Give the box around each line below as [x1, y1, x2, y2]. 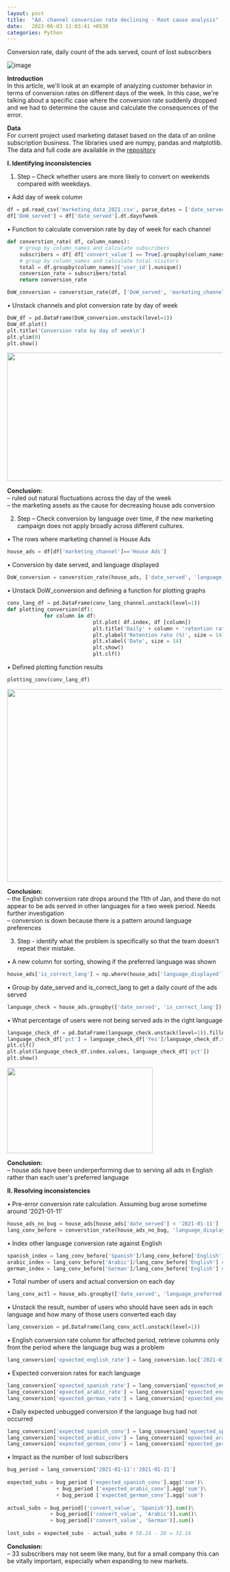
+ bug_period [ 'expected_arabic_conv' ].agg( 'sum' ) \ [55, 1485, 207, 1492]
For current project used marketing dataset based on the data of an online [7, 132, 216, 140]
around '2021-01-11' [7, 1207, 63, 1215]
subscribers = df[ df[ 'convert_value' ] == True [19, 251, 157, 258]
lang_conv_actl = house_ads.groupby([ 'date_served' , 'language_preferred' [7, 1290, 225, 1298]
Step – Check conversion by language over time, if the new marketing [16, 514, 214, 523]
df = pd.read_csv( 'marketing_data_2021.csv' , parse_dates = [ [7, 206, 188, 213]
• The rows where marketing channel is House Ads [7, 535, 151, 543]
